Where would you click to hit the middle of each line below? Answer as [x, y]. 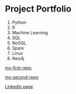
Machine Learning [30, 32]
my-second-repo [22, 77]
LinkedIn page [19, 86]
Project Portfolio [38, 9]
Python [19, 22]
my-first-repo [18, 68]
